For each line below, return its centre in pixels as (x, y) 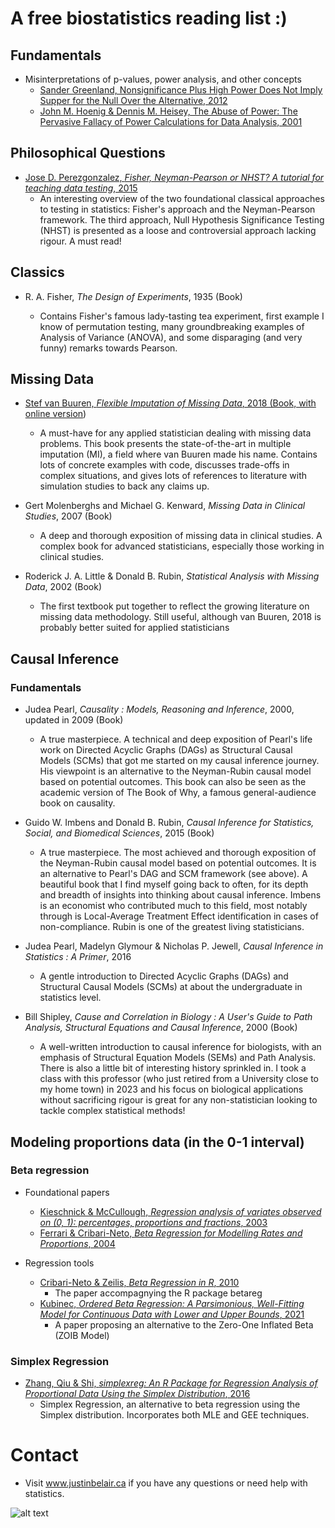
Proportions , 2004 (77, 1243)
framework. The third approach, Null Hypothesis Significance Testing (182, 219)
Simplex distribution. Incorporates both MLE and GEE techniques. (174, 1415)
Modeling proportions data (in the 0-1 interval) (157, 1142)
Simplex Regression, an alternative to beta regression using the (170, 1404)
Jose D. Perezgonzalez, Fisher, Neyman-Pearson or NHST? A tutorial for (174, 177)
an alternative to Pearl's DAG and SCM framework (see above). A (173, 874)
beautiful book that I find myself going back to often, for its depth (174, 884)
